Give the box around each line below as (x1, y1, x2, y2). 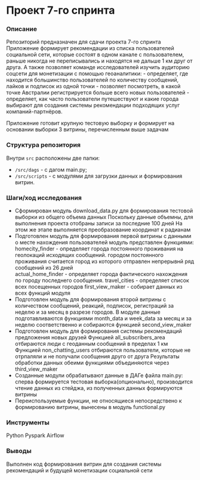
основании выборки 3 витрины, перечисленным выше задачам (6, 126, 169, 133)
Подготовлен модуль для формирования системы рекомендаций (14, 327, 182, 335)
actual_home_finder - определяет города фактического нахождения (14, 271, 188, 278)
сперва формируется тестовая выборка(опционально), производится (14, 378, 193, 385)
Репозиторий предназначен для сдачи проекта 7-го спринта (6, 38, 161, 45)
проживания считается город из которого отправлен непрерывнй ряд (14, 258, 195, 265)
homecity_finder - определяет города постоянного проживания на (14, 245, 184, 252)
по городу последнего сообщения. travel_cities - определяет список (14, 277, 189, 284)
